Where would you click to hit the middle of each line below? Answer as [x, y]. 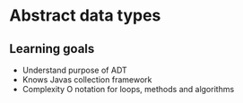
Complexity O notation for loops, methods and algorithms [128, 89]
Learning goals [52, 49]
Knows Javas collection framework [87, 80]
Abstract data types [85, 16]
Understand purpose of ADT [74, 70]
